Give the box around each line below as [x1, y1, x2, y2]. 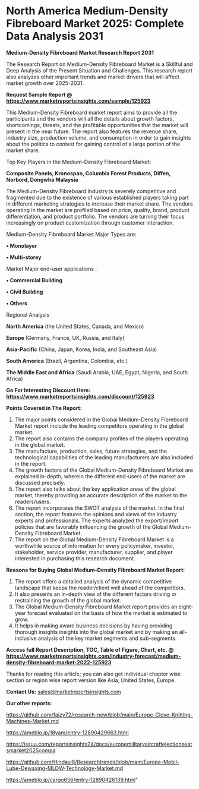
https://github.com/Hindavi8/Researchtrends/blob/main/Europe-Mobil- [6, 758, 180, 765]
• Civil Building [6, 288, 43, 295]
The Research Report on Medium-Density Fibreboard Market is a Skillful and [6, 61, 193, 68]
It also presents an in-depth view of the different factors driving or [14, 590, 177, 598]
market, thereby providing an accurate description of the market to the [14, 491, 188, 498]
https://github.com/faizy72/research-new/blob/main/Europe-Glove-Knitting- [6, 711, 193, 718]
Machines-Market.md [6, 717, 59, 724]
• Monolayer [6, 242, 37, 249]
